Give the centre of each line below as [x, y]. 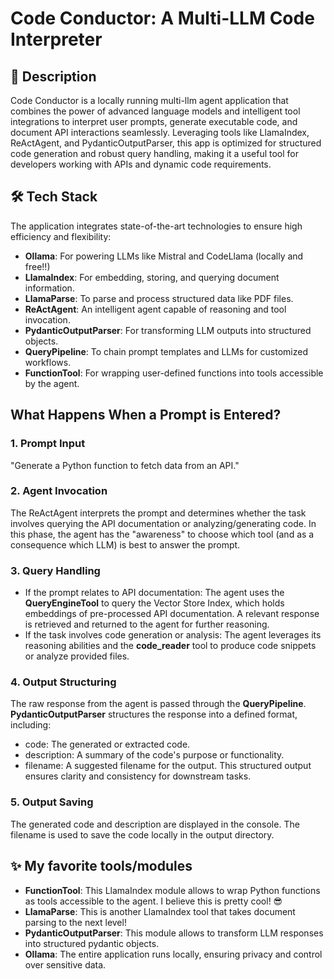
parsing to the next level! [75, 922]
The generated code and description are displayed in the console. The [155, 824]
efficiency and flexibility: [61, 236]
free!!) [37, 266]
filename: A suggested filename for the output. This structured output [168, 766]
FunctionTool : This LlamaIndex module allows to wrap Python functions [172, 890]
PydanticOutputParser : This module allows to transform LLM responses [174, 933]
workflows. [48, 362]
